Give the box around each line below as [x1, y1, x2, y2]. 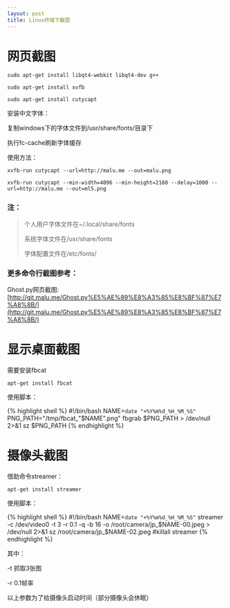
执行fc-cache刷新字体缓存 [7, 139, 82, 147]
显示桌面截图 [7, 342, 81, 358]
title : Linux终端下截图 [7, 17, 70, 24]
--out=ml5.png [66, 185, 107, 193]
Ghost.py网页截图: [7, 286, 59, 294]
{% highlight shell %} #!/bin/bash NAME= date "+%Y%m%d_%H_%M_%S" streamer [7, 512, 223, 521]
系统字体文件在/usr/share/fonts [23, 234, 113, 243]
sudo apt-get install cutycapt [7, 96, 97, 103]
